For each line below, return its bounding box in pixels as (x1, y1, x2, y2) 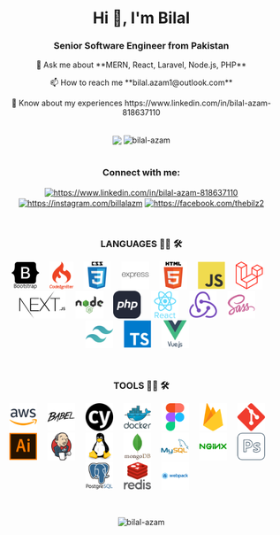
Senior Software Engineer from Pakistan (53, 40, 230, 52)
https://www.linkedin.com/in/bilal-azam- (124, 97, 272, 109)
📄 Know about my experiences (11, 97, 123, 109)
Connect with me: (102, 167, 181, 179)
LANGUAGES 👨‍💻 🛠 (100, 237, 183, 250)
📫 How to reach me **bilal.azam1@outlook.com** (49, 77, 233, 88)
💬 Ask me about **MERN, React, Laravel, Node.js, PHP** (35, 59, 247, 70)
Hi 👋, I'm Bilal (93, 8, 190, 28)
